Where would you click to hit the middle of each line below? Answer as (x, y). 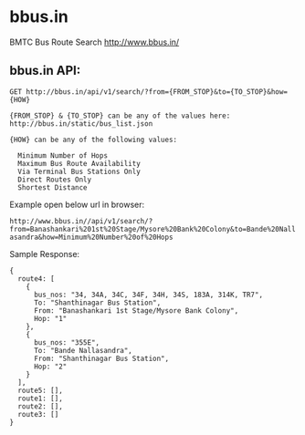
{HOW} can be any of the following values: (94, 140)
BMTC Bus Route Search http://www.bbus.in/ (95, 42)
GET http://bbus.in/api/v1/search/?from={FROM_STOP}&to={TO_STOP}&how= (148, 92)
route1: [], (41, 399)
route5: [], (41, 390)
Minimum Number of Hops (63, 155)
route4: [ (36, 279)
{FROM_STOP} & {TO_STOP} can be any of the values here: (120, 116)
